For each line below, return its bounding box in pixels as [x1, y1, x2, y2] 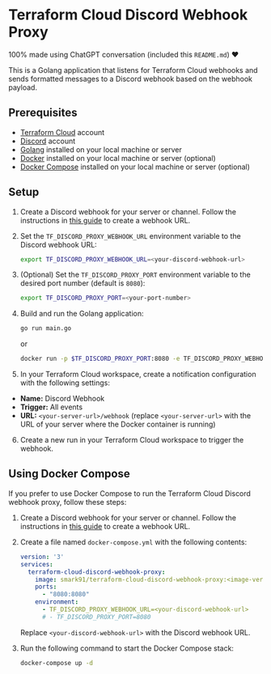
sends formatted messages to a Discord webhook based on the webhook [8, 74, 253, 83]
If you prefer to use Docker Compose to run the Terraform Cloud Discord [8, 488, 251, 498]
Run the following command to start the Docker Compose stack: [19, 643, 235, 653]
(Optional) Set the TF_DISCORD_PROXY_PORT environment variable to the [19, 269, 251, 280]
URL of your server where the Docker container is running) [19, 419, 216, 430]
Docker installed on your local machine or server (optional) [19, 153, 216, 163]
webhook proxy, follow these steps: [8, 497, 127, 507]
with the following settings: [19, 378, 111, 388]
